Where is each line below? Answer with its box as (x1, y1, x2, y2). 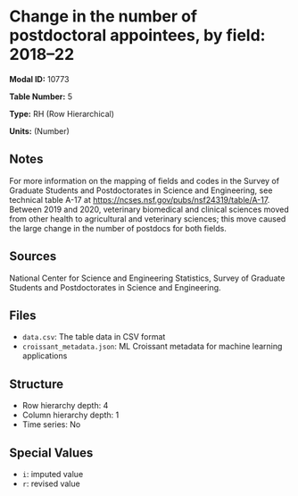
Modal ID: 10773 (9, 73, 70, 84)
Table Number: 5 (9, 91, 73, 102)
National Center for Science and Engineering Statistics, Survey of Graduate (9, 273, 286, 283)
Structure (9, 376, 64, 391)
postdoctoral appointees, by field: (9, 25, 266, 46)
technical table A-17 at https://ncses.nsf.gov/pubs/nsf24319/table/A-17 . (9, 194, 270, 205)
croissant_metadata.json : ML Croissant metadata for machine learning (21, 341, 283, 352)
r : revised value (21, 478, 80, 489)
